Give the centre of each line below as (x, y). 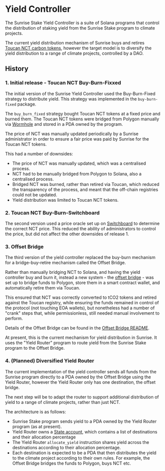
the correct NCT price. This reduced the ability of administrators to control (81, 228)
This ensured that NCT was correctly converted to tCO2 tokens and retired (81, 297)
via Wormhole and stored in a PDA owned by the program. (64, 124)
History (17, 69)
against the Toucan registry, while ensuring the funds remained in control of (82, 303)
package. (27, 104)
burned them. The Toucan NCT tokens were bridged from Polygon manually (82, 119)
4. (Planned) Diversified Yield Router (50, 361)
